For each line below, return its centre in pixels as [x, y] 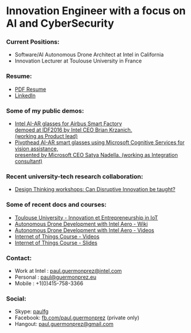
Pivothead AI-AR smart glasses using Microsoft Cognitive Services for [99, 142]
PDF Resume [30, 89]
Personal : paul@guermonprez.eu [55, 277]
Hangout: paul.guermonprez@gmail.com [64, 324]
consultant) [29, 161]
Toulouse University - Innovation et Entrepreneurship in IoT [86, 217]
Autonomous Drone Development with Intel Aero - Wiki [81, 224]
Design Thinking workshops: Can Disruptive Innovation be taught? [95, 190]
